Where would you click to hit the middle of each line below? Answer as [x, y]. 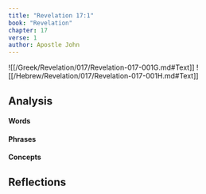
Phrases [22, 139]
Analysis [31, 101]
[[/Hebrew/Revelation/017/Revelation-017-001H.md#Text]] [103, 76]
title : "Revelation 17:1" [51, 15]
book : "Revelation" [41, 23]
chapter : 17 [28, 30]
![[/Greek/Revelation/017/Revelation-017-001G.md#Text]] [101, 67]
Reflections [37, 182]
